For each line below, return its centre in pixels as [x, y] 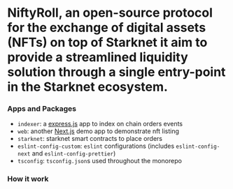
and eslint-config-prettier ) [74, 153]
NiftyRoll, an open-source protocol [110, 13]
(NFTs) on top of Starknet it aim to [107, 43]
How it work [28, 179]
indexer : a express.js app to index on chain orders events [100, 124]
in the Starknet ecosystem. [87, 87]
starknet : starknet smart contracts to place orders [90, 139]
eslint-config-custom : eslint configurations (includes [96, 146]
